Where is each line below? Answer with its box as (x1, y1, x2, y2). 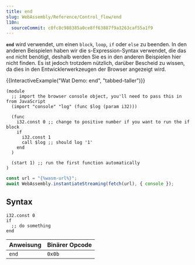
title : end (6, 8, 33, 15)
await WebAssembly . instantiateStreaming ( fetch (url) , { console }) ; (6, 181, 175, 187)
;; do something (11, 223, 51, 229)
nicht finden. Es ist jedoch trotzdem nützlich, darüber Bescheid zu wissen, (6, 60, 186, 67)
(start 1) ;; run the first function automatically (11, 160, 141, 166)
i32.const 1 (21, 135, 51, 140)
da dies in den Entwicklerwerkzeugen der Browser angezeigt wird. (6, 66, 166, 73)
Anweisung (9, 240, 42, 249)
